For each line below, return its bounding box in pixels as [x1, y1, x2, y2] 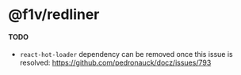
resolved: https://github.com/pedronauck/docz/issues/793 [19, 58, 212, 68]
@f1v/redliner [8, 6, 100, 24]
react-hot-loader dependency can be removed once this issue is [19, 50, 233, 59]
